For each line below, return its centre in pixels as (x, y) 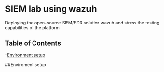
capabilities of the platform (33, 27)
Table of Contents (33, 43)
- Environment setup (25, 55)
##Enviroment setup (26, 64)
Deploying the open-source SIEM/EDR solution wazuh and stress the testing (82, 23)
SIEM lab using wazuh (51, 9)
